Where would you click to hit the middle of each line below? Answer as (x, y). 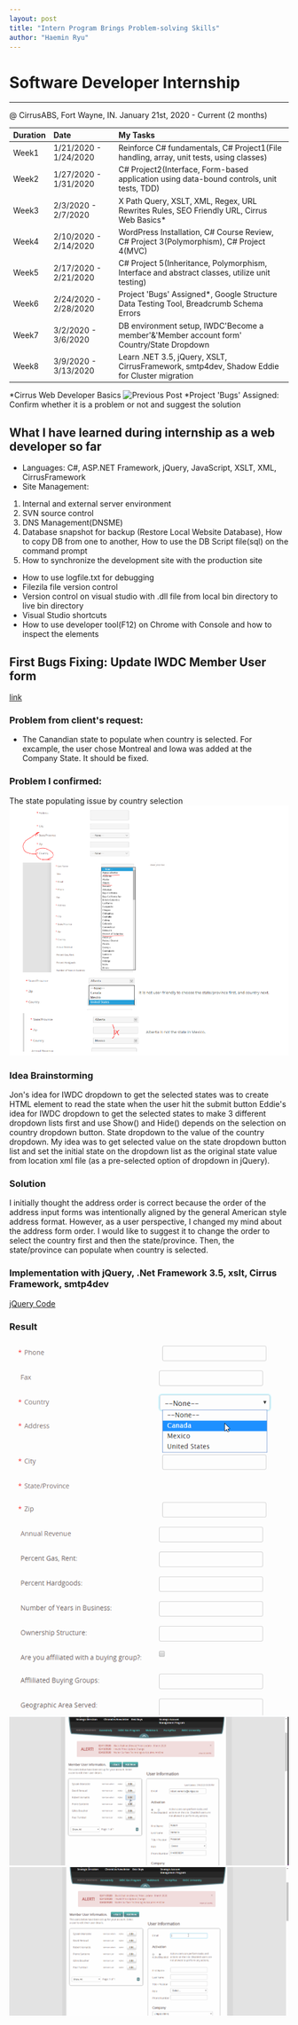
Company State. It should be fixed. (85, 758)
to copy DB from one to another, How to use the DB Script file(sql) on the (155, 542)
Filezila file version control (70, 587)
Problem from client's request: (76, 720)
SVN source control (58, 514)
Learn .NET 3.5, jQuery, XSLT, (173, 357)
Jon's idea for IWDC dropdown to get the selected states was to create (139, 1095)
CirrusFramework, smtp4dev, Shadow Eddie (199, 366)
